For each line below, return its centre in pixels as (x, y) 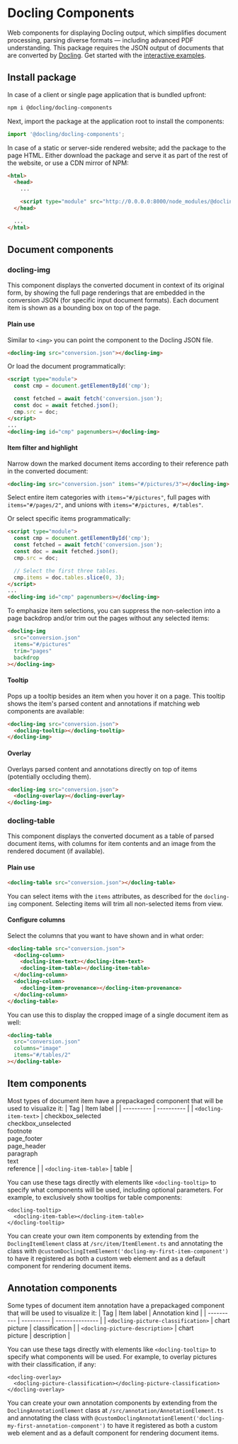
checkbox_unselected (39, 1123)
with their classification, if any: (52, 1364)
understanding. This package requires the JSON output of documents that (116, 47)
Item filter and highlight (42, 447)
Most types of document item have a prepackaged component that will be (115, 1100)
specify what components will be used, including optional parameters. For (115, 1190)
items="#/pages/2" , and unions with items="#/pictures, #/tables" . (106, 505)
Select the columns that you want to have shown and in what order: (106, 935)
